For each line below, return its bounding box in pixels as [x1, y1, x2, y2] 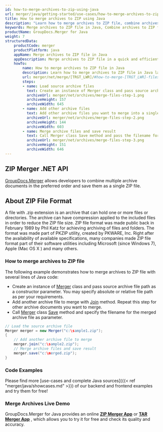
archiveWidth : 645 [26, 102, 64, 107]
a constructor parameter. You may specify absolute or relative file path [12, 288, 153, 294]
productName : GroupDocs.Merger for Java [5, 30, 88, 34]
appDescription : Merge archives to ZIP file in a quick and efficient [14, 57, 160, 62]
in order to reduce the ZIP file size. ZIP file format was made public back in [5, 220, 154, 226]
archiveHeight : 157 [26, 97, 66, 102]
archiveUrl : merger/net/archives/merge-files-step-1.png [26, 93, 145, 97]
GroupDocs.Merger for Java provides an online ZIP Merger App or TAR [5, 411, 147, 417]
